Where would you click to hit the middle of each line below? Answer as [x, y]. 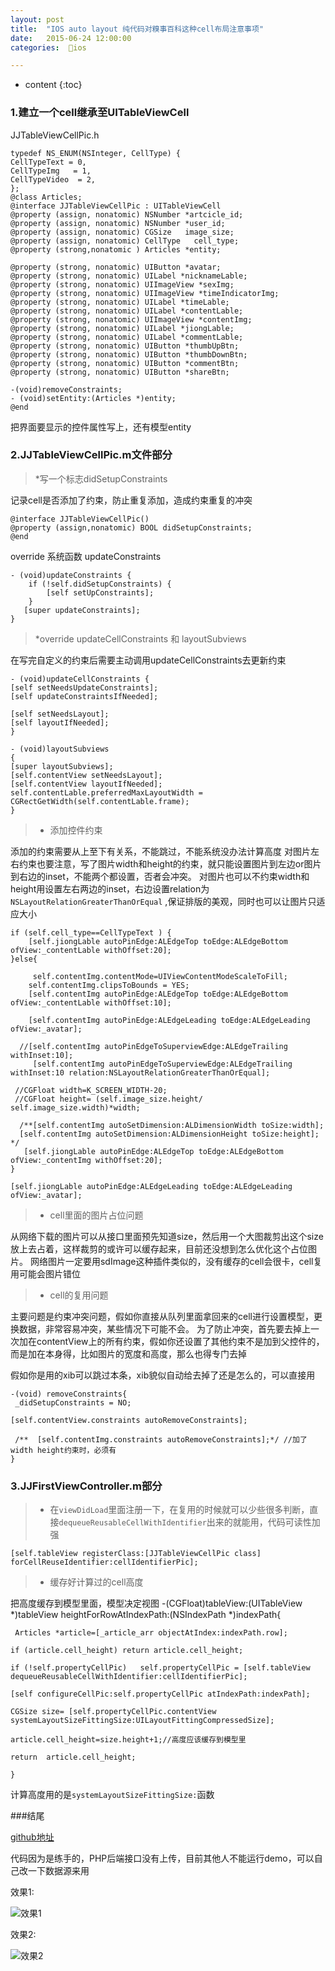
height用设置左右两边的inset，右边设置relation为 [110, 888]
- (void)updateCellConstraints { [80, 679]
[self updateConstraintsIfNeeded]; [84, 696]
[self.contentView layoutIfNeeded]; [86, 784]
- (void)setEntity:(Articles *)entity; [93, 398]
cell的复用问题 [79, 1295]
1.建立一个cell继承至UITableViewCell [100, 113]
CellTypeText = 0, [48, 162]
